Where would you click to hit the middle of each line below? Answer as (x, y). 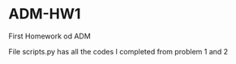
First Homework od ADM (49, 36)
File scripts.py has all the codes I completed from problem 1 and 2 (118, 51)
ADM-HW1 (45, 14)
